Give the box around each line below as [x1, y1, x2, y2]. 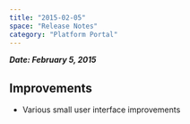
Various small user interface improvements [22, 104, 181, 115]
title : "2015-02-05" [9, 13, 87, 22]
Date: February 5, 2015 [9, 55, 97, 66]
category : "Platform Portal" [9, 30, 118, 39]
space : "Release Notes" [9, 22, 99, 31]
